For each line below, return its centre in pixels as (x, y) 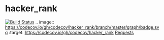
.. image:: (45, 22)
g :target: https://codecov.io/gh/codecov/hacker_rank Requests (69, 32)
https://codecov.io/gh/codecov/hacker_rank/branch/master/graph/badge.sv (82, 27)
